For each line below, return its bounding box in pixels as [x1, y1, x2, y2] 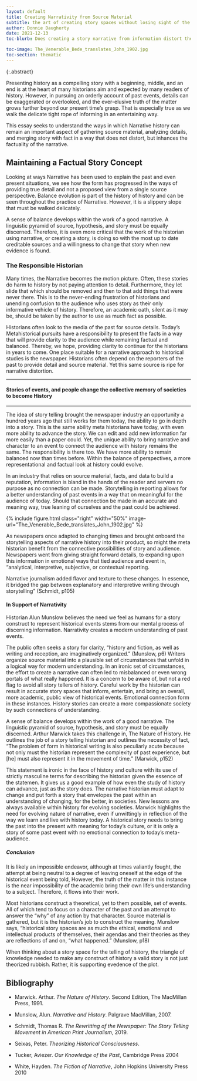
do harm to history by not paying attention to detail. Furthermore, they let [6, 281, 182, 288]
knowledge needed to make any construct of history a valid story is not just [6, 955, 188, 962]
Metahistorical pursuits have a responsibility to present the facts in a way [6, 330, 183, 337]
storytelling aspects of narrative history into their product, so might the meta [6, 539, 191, 546]
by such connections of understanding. [6, 707, 101, 714]
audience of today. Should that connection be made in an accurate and [6, 497, 178, 505]
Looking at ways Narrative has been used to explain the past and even [6, 173, 176, 180]
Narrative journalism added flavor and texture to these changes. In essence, [6, 575, 190, 582]
